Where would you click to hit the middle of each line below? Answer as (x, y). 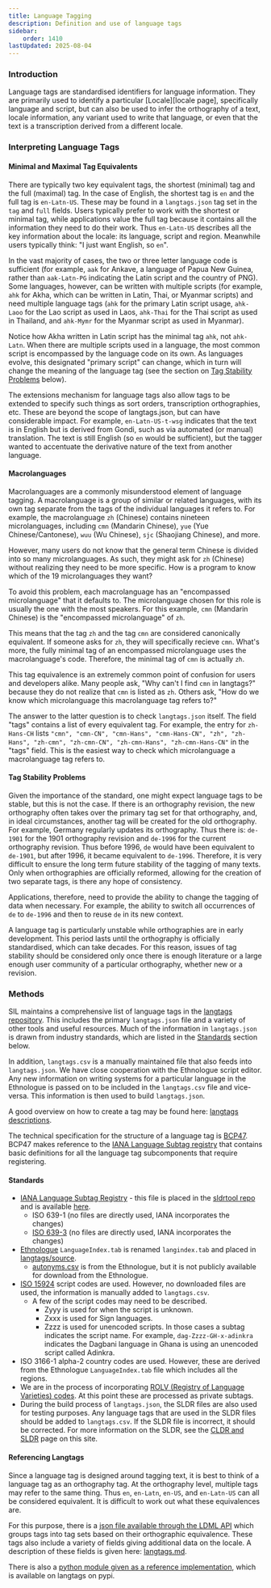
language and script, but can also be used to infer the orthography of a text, (134, 109)
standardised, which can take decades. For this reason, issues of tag (123, 946)
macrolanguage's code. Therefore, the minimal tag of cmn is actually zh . (127, 658)
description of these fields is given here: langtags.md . (98, 1551)
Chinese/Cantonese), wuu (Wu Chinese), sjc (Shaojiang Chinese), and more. (134, 534)
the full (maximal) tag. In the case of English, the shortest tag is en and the (131, 193)
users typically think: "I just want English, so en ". (88, 244)
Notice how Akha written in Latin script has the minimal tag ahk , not (120, 336)
